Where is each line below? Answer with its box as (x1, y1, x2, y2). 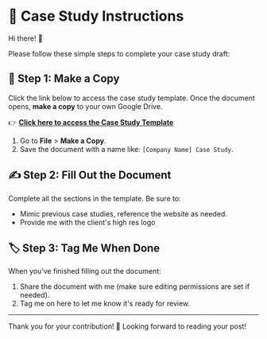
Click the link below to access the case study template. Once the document (8, 93, 256, 103)
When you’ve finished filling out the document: (8, 267, 161, 276)
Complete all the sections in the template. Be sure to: (8, 193, 181, 203)
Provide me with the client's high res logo (19, 217, 156, 227)
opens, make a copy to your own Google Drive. (8, 101, 163, 111)
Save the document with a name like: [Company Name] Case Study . (19, 144, 234, 154)
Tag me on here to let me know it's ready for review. (19, 298, 191, 309)
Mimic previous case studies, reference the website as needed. (19, 208, 228, 218)
